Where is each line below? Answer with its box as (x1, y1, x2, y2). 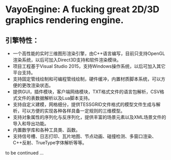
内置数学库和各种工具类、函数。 (12, 127, 80, 133)
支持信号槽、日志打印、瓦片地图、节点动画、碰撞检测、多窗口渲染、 (12, 134, 157, 139)
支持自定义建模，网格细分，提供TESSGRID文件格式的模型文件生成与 (12, 101, 156, 108)
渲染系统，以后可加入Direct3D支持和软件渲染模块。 (12, 57, 121, 63)
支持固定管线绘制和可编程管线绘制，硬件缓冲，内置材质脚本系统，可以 (12, 76, 161, 82)
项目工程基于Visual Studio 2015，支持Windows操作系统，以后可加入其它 (12, 63, 166, 69)
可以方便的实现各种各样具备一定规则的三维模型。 (22, 108, 125, 114)
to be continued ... (5, 150, 44, 156)
